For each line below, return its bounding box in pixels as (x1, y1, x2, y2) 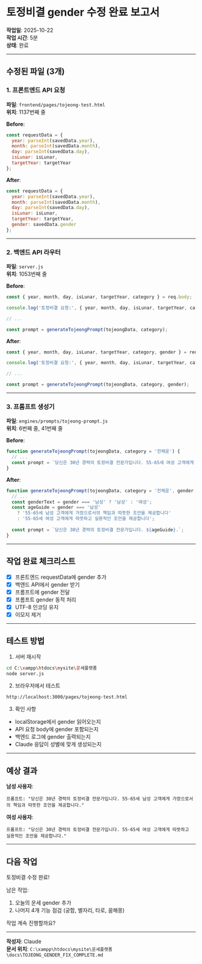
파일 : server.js (6, 263, 44, 270)
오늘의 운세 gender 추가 (14, 899, 72, 906)
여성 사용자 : (6, 814, 34, 821)
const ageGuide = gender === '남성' (11, 504, 101, 511)
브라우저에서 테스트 (14, 682, 61, 689)
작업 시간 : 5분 (6, 34, 38, 41)
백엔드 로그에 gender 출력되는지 (14, 733, 91, 740)
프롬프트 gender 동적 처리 (14, 596, 76, 603)
